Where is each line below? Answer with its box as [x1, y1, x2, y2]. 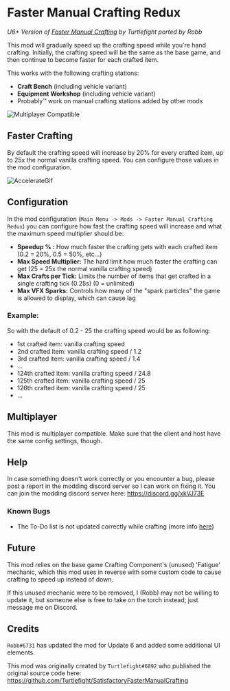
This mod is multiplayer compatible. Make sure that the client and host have [7, 429, 221, 438]
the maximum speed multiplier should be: [7, 229, 124, 237]
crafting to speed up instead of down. [7, 575, 114, 583]
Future [7, 542, 36, 554]
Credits [7, 623, 40, 635]
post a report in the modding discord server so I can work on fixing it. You [7, 482, 216, 490]
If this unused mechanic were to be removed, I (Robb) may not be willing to [7, 588, 220, 597]
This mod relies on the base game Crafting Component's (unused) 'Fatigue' [7, 560, 221, 568]
